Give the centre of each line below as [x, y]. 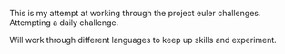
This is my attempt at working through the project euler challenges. [135, 13]
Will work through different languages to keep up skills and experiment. [143, 40]
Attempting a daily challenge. [64, 22]
